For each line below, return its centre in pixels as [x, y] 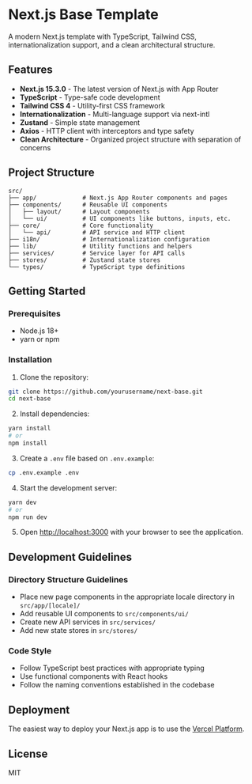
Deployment [39, 710]
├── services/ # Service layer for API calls [97, 253]
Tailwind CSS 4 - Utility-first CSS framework [92, 105]
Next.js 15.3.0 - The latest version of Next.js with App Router [119, 89]
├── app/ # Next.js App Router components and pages [118, 198]
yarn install [30, 429]
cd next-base [30, 399]
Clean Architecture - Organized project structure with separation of [130, 139]
